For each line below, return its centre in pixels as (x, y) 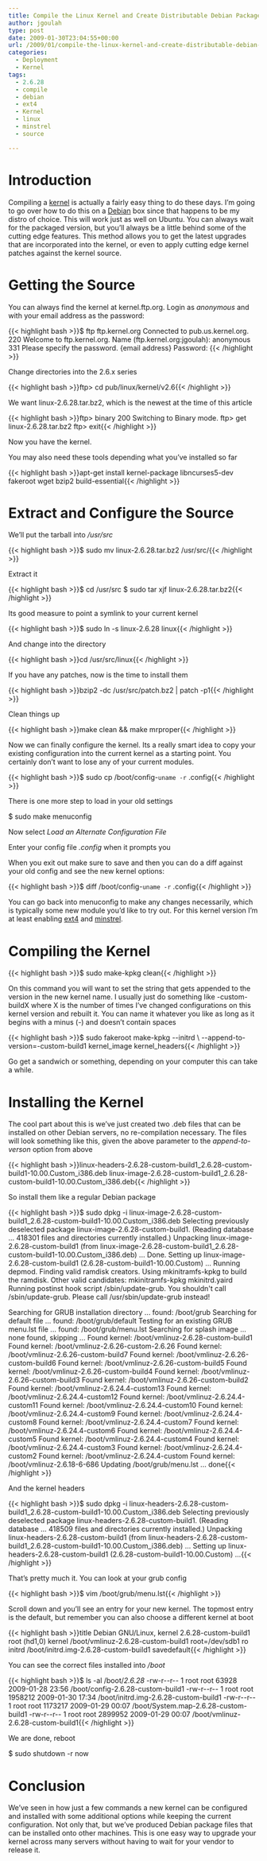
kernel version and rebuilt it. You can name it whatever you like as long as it (132, 1014)
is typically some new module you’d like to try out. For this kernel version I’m (133, 910)
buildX (19, 1006)
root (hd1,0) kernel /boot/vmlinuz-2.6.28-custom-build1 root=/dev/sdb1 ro (128, 1642)
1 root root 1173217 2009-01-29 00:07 (70, 1706)
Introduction (50, 180)
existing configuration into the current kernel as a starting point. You (120, 754)
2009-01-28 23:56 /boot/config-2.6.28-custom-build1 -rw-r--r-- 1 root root (131, 1689)
